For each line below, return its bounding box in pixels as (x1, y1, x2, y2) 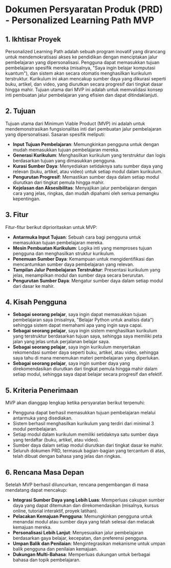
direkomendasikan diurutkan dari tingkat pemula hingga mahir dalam (12, 366, 158, 372)
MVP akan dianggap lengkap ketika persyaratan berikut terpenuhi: (5, 399, 145, 406)
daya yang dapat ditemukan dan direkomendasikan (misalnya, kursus (12, 502, 159, 509)
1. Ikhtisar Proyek (5, 35, 61, 44)
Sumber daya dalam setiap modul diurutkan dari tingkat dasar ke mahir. (12, 442, 163, 449)
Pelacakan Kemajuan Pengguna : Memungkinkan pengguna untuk (12, 513, 153, 519)
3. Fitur (5, 211, 29, 219)
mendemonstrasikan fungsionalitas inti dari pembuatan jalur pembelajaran (5, 125, 162, 132)
